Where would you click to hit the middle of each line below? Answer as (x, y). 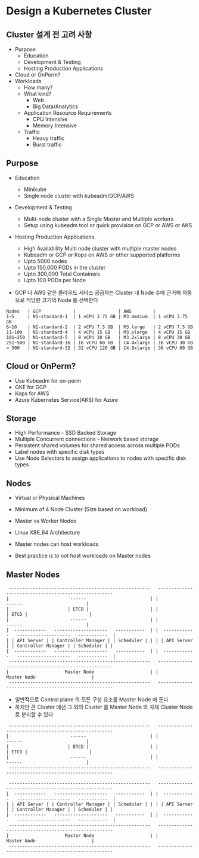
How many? (38, 87)
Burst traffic (47, 144)
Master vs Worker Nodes (45, 521)
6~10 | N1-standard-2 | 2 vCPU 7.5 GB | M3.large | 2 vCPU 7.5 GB (100, 327)
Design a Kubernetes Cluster (79, 11)
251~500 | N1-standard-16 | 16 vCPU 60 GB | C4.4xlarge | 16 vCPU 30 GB (100, 343)
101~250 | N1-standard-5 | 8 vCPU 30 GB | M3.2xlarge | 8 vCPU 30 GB (98, 337)
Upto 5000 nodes (45, 261)
